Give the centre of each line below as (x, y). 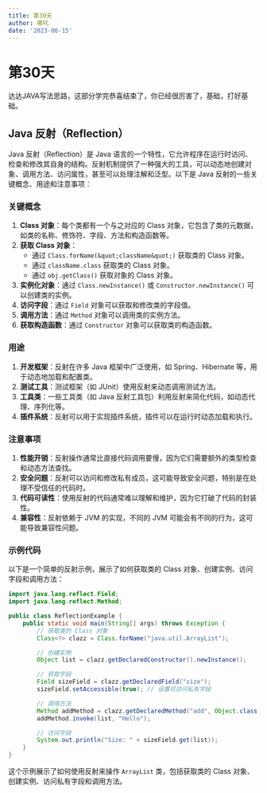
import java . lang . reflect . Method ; (66, 602)
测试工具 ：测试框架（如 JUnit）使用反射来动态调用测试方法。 (120, 387)
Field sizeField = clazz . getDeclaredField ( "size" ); (124, 682)
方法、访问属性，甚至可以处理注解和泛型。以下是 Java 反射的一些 (143, 174)
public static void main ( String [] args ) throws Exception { (124, 623)
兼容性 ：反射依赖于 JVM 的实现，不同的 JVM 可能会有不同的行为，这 (133, 518)
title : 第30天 (31, 16)
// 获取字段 (54, 674)
